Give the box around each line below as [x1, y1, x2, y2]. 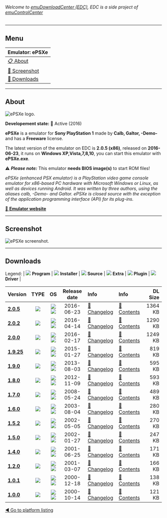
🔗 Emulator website [5, 205, 46, 211]
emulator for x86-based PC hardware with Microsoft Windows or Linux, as [5, 180, 159, 186]
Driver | [5, 276, 21, 282]
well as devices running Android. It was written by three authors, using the [5, 185, 158, 191]
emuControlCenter [5, 9, 43, 15]
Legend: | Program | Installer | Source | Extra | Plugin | [5, 271, 150, 277]
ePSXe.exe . [5, 156, 30, 162]
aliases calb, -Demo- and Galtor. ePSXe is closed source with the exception [5, 190, 161, 196]
